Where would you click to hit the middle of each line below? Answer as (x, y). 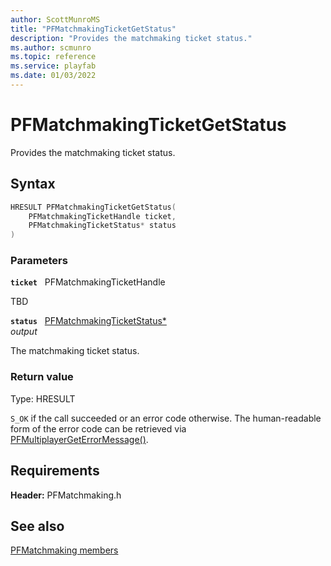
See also (37, 526)
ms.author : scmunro (51, 47)
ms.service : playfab (53, 66)
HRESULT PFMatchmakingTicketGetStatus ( (93, 207)
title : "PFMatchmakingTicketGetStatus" (93, 29)
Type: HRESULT (43, 398)
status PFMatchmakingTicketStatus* (88, 321)
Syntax (33, 184)
